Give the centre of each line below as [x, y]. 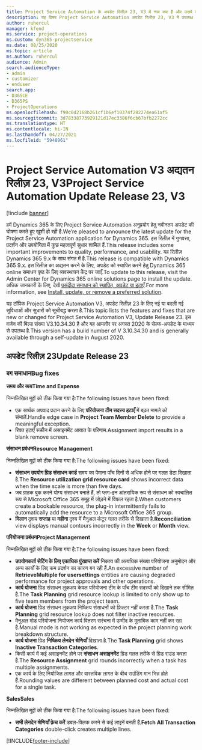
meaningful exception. [43, 424]
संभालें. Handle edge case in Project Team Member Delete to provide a [100, 417]
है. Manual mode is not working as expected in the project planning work [103, 627]
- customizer [23, 79]
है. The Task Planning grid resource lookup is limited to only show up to [103, 594]
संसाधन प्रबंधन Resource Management [50, 449]
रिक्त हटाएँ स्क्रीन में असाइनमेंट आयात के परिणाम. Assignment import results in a [99, 430]
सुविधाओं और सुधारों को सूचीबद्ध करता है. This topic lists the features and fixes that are [101, 310]
